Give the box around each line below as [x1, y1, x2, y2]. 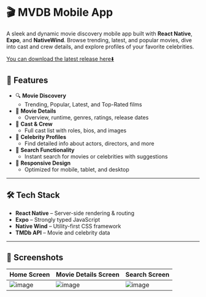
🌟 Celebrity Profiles [15, 133, 66, 140]
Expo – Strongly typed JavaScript [15, 216, 101, 223]
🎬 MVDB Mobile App [6, 6, 113, 20]
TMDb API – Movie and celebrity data [15, 228, 110, 236]
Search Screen [125, 271, 170, 279]
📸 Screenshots [6, 252, 64, 263]
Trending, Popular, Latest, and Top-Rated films [24, 100, 142, 108]
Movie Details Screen [56, 271, 120, 279]
